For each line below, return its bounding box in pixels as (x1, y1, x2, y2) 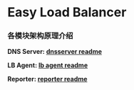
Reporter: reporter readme (7, 75, 88, 84)
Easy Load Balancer (7, 4, 127, 21)
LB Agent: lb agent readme (7, 61, 88, 69)
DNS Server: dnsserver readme (7, 47, 102, 56)
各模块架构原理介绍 (7, 31, 73, 41)
